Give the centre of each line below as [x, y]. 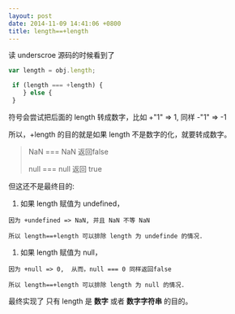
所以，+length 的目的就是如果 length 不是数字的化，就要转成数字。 [120, 134]
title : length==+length [49, 31]
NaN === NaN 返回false [68, 151]
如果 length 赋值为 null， [61, 252]
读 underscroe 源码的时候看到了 [62, 55]
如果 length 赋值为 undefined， [72, 203]
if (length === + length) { [58, 85]
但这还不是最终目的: [42, 186]
